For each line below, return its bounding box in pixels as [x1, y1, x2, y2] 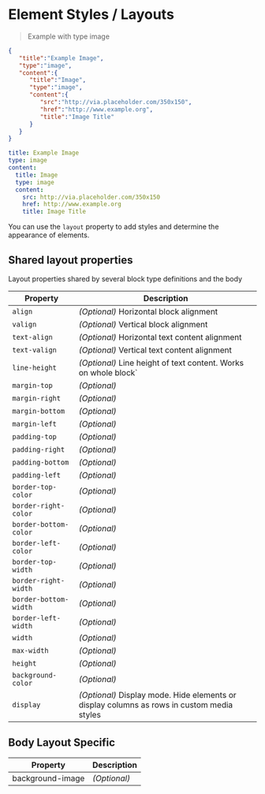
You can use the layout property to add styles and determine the [8, 222, 219, 232]
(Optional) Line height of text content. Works [78, 357, 244, 368]
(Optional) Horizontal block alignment [78, 306, 218, 317]
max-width [12, 647, 49, 655]
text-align [12, 333, 53, 341]
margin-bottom [12, 407, 65, 416]
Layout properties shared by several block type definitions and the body [8, 274, 243, 283]
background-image [12, 773, 85, 784]
